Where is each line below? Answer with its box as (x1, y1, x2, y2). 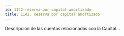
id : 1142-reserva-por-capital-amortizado (5, 7, 92, 12)
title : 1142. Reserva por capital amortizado (5, 12, 100, 17)
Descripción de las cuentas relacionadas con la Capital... (5, 25, 120, 31)
